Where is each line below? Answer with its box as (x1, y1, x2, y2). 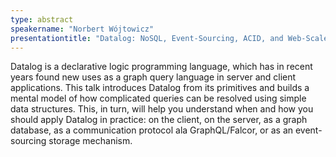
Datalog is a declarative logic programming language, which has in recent (10, 61, 313, 73)
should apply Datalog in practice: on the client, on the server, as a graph (10, 114, 308, 126)
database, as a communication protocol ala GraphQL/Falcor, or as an (10, 124, 294, 136)
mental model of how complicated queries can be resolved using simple (10, 92, 307, 105)
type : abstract (10, 14, 74, 25)
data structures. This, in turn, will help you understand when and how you (10, 103, 314, 115)
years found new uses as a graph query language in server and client (10, 71, 297, 83)
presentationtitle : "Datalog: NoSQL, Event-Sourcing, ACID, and (10, 33, 284, 43)
